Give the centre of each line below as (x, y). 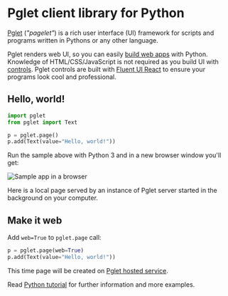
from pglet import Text (43, 122)
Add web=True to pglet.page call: (54, 238)
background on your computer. (53, 198)
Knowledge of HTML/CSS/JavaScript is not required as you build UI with (113, 61)
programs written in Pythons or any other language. (83, 40)
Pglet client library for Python (96, 13)
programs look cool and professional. (62, 77)
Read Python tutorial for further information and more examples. (101, 284)
